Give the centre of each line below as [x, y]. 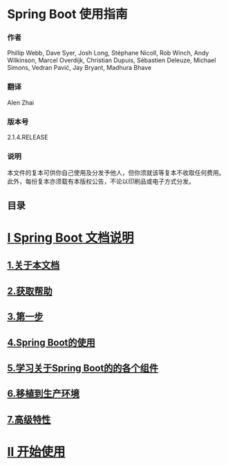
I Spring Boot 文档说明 [71, 238]
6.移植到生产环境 [44, 394]
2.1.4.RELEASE [28, 137]
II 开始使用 [36, 452]
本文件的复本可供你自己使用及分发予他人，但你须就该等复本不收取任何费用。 [116, 173]
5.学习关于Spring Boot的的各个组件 [83, 368]
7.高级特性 [29, 419]
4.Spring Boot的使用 [51, 342]
